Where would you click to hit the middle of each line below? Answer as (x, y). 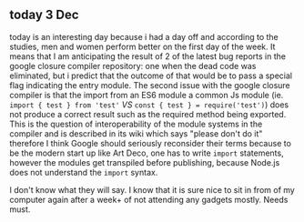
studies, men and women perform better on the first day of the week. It (142, 46)
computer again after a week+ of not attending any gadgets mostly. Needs (149, 199)
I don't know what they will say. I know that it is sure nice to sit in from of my (152, 189)
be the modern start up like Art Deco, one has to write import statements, (147, 153)
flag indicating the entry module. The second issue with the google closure (150, 85)
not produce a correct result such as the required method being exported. (148, 114)
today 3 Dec (44, 15)
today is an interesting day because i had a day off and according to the (144, 36)
